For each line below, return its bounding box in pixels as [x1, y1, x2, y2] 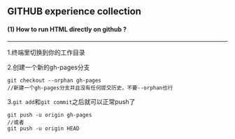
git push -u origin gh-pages [7, 111, 92, 118]
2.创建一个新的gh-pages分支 [7, 63, 90, 71]
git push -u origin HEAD [7, 125, 80, 132]
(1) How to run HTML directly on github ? [7, 24, 127, 34]
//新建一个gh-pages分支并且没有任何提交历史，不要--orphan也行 [7, 84, 173, 92]
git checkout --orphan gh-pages [7, 77, 101, 84]
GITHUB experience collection [7, 6, 142, 17]
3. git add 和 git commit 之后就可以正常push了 [7, 97, 136, 105]
